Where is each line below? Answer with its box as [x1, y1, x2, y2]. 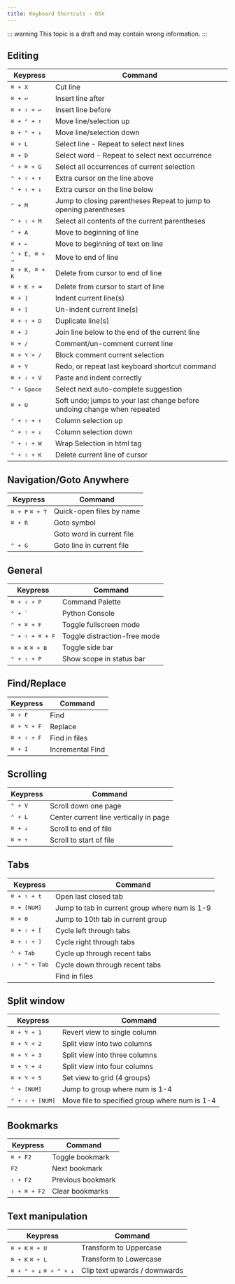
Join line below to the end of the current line [55, 327, 201, 337]
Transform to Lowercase [81, 1254, 162, 1264]
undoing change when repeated [55, 404, 161, 414]
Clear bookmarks [52, 1187, 108, 1196]
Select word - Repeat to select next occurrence [55, 151, 212, 160]
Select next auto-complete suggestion [55, 385, 183, 394]
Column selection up [55, 416, 123, 426]
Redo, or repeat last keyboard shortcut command [55, 361, 217, 371]
